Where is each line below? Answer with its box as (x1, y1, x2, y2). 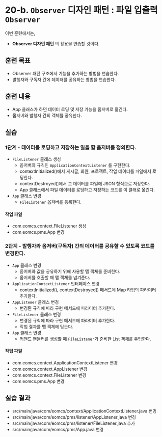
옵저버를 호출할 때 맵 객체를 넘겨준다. (19, 274, 91, 280)
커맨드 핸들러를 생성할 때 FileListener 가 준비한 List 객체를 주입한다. (19, 336, 151, 342)
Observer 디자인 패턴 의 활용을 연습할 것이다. (12, 40, 100, 47)
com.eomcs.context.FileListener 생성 (12, 223, 87, 229)
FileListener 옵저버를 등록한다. (19, 199, 82, 205)
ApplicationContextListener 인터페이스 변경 (12, 280, 100, 286)
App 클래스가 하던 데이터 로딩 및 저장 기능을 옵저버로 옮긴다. (12, 106, 128, 112)
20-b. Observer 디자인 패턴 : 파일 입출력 (5, 4, 158, 16)
